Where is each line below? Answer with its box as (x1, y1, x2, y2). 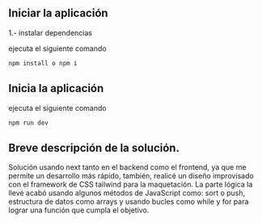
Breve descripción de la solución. (8, 141, 180, 154)
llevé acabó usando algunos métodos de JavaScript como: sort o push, (8, 188, 246, 198)
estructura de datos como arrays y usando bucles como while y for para (8, 197, 249, 207)
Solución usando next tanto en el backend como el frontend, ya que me (8, 162, 247, 172)
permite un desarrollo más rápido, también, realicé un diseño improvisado (8, 171, 255, 181)
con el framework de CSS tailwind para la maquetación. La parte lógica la (8, 179, 253, 189)
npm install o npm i (8, 59, 78, 67)
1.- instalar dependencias (8, 27, 93, 37)
